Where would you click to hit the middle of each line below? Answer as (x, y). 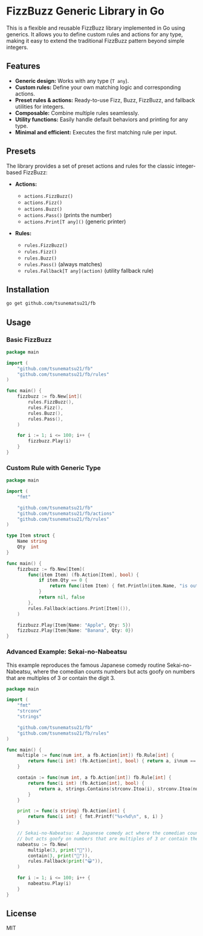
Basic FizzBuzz (29, 339)
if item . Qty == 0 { (63, 580)
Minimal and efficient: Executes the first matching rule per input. (96, 132)
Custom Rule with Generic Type (53, 468)
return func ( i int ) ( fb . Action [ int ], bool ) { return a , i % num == (112, 761)
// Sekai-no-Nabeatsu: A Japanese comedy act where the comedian (101, 833)
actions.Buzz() (43, 209)
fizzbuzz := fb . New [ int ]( (50, 397)
